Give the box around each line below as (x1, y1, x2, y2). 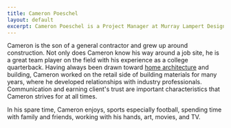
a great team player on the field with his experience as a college (7, 56, 188, 64)
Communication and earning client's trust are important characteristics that (7, 85, 220, 93)
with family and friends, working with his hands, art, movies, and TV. (7, 113, 201, 121)
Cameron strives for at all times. (7, 92, 98, 101)
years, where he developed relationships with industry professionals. (7, 78, 202, 86)
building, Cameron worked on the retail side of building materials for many (7, 71, 217, 79)
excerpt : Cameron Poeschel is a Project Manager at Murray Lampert (7, 23, 205, 29)
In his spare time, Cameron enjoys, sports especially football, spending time (7, 105, 222, 114)
